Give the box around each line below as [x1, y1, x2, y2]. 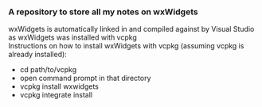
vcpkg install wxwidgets [19, 82, 100, 91]
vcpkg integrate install [19, 90, 93, 100]
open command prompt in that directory [19, 74, 151, 83]
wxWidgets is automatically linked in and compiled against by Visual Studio [8, 25, 255, 34]
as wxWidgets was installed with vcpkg [8, 32, 137, 42]
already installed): [8, 50, 68, 59]
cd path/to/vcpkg [19, 65, 77, 75]
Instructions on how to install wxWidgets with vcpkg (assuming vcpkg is [8, 41, 244, 51]
